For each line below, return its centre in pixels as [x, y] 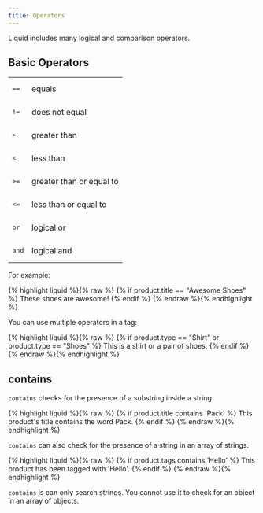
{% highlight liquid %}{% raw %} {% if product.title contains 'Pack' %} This [130, 413]
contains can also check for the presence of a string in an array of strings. [129, 445]
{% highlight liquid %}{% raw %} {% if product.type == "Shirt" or [114, 338]
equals [44, 89]
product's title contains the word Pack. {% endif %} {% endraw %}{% [121, 422]
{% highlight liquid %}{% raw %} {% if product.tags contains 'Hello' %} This [132, 460]
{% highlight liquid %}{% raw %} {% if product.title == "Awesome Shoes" [127, 290]
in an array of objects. [44, 501]
